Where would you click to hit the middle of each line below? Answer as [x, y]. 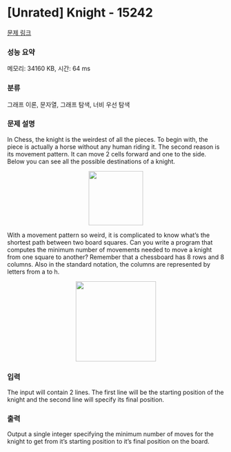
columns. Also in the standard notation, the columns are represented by [109, 264]
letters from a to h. [33, 271]
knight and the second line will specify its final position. [86, 400]
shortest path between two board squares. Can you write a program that [110, 242]
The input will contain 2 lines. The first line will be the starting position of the [115, 392]
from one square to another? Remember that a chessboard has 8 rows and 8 [116, 257]
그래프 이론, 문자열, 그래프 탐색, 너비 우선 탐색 [69, 104]
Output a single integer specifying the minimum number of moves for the [110, 434]
